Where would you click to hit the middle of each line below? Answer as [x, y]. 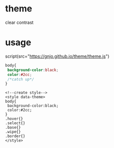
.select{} [15, 123]
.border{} [15, 136]
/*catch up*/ [21, 79]
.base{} [13, 128]
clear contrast [19, 22]
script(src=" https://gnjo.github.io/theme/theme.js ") [57, 56]
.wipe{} [13, 132]
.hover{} [14, 119]
